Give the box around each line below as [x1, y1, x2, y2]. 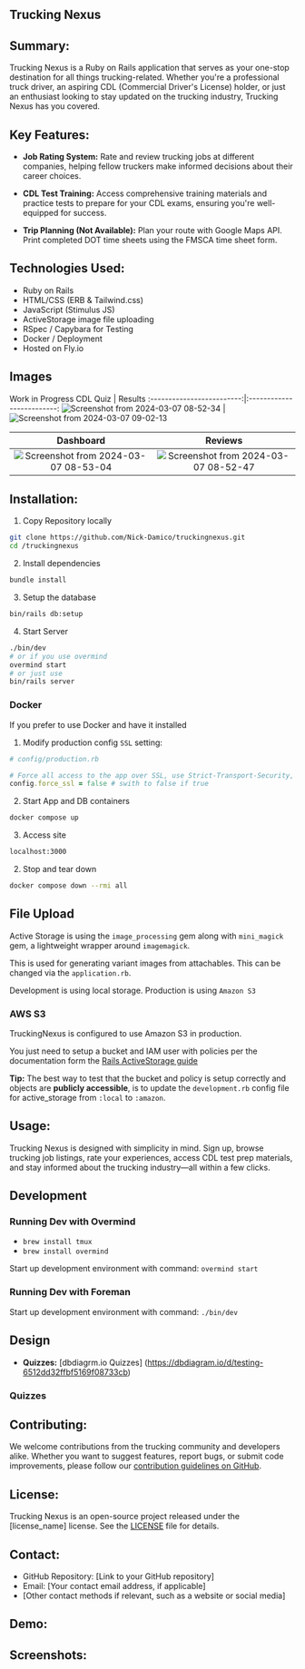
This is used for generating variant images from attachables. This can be [9, 957, 281, 968]
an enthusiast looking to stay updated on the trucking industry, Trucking [9, 91, 279, 103]
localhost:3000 [9, 848, 67, 857]
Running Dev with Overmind [9, 1215, 136, 1228]
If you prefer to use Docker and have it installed [9, 719, 188, 730]
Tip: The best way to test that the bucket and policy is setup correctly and [9, 1073, 287, 1084]
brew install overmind [22, 1247, 109, 1256]
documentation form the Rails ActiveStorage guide [9, 1055, 198, 1065]
